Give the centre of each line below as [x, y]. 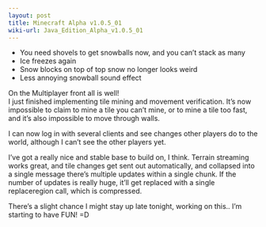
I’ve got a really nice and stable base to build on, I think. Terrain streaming [129, 157]
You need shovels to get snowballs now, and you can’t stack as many [132, 53]
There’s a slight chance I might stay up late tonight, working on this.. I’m [125, 206]
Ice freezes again [48, 61]
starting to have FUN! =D [49, 215]
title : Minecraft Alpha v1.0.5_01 [65, 23]
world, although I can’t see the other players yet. [87, 142]
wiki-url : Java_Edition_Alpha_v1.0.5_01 [76, 30]
